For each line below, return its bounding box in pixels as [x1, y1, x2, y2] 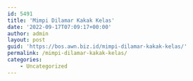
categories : [7, 56, 42, 63]
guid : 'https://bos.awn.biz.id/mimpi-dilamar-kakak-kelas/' [7, 43, 188, 50]
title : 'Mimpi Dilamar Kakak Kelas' [7, 17, 115, 24]
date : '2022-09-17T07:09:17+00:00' [7, 23, 112, 30]
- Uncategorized [20, 63, 68, 70]
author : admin [7, 30, 49, 37]
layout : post [7, 37, 46, 44]
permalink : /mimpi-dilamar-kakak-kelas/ [7, 50, 128, 57]
